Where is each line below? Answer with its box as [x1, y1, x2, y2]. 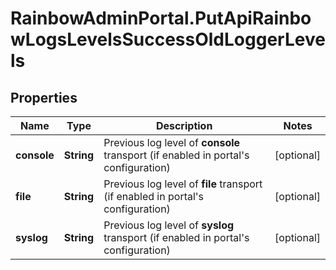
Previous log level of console [103, 136, 241, 149]
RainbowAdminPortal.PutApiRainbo [10, 7, 312, 30]
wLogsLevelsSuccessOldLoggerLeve [10, 28, 326, 51]
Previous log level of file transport [103, 177, 263, 191]
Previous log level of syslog [103, 218, 235, 232]
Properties [10, 89, 78, 106]
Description [155, 119, 213, 132]
